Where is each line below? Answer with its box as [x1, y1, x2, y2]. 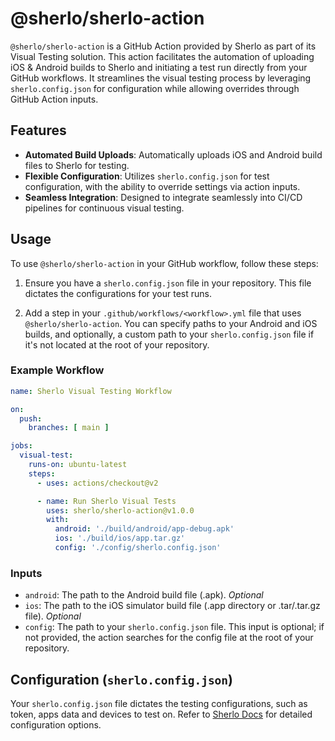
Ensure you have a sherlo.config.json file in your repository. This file [24, 277, 312, 289]
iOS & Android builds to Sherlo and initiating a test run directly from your [10, 61, 308, 73]
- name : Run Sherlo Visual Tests [36, 496, 177, 506]
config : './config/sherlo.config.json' [54, 543, 222, 553]
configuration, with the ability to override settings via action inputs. [24, 180, 301, 192]
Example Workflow [10, 363, 105, 377]
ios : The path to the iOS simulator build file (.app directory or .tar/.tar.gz [24, 600, 321, 612]
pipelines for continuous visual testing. [24, 202, 185, 214]
